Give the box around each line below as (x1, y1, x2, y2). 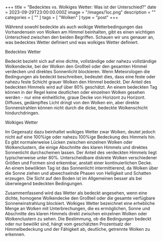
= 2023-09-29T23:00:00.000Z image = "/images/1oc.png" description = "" (5, 9, 156, 15)
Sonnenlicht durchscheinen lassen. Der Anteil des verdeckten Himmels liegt (5, 149, 157, 155)
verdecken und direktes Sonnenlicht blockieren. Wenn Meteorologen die (5, 69, 150, 74)
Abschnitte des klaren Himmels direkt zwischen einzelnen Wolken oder (5, 211, 147, 216)
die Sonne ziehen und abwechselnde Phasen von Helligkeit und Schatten (5, 170, 152, 176)
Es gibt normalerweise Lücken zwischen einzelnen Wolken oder (5, 139, 133, 145)
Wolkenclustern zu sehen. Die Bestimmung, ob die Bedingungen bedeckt (5, 216, 152, 222)
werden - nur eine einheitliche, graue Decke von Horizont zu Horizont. (5, 94, 146, 100)
